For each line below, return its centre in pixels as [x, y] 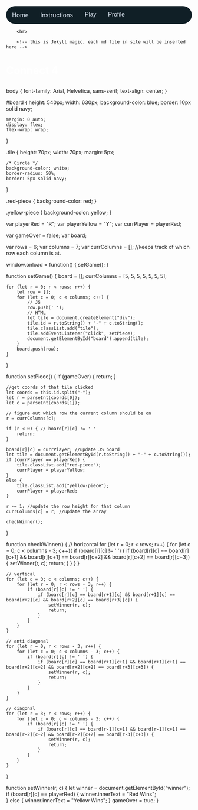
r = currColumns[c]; [32, 418]
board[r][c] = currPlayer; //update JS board [63, 449]
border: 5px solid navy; [37, 179]
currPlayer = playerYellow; [51, 470]
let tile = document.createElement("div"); [81, 318]
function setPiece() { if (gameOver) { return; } [61, 376]
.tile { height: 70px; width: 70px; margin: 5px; [60, 152]
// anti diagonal [27, 641]
